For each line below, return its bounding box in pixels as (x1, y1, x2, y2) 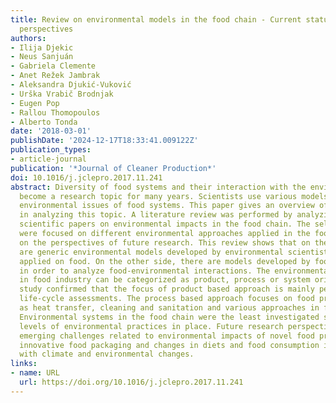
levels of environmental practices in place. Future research (19, 321, 284, 331)
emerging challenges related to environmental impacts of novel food (19, 331, 315, 341)
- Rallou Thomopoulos (10, 107, 101, 118)
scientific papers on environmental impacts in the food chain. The (19, 219, 311, 230)
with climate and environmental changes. (19, 349, 195, 360)
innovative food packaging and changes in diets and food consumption (19, 340, 320, 350)
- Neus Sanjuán (10, 52, 74, 62)
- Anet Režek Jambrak (10, 71, 101, 81)
